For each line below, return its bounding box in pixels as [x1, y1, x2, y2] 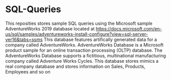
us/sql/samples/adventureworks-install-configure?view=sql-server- [5, 31, 148, 37]
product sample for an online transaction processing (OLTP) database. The [5, 47, 163, 53]
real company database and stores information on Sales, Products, [5, 63, 145, 69]
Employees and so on [5, 68, 51, 74]
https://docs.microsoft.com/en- [95, 25, 162, 31]
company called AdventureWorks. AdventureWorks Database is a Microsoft [5, 42, 164, 48]
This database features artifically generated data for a [43, 36, 157, 43]
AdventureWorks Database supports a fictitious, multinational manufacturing [5, 52, 166, 59]
